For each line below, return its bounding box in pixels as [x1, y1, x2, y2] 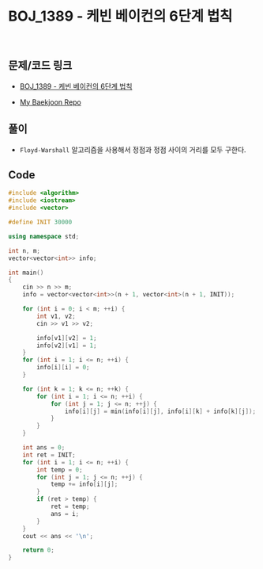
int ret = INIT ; [22, 451, 77, 459]
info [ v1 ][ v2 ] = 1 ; [36, 334, 97, 342]
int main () [8, 269, 44, 277]
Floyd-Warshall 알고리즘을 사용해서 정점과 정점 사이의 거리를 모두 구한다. [19, 144, 246, 155]
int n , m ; [8, 246, 41, 254]
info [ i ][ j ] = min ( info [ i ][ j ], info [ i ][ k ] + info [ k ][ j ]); [64, 407, 257, 415]
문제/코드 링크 [8, 59, 73, 72]
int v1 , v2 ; [36, 312, 77, 320]
